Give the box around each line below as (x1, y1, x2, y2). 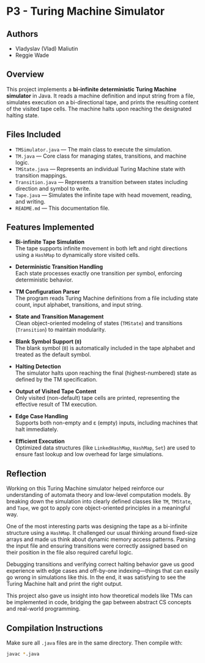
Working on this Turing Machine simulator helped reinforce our (6, 485, 165, 492)
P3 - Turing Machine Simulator (6, 4, 165, 18)
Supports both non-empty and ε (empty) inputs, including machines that (15, 419, 198, 427)
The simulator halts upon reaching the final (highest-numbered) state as (15, 369, 197, 377)
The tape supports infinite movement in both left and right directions (15, 245, 188, 252)
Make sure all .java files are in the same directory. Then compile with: (6, 639, 182, 646)
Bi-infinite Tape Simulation (15, 238, 85, 246)
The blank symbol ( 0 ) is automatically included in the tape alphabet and (15, 345, 195, 352)
